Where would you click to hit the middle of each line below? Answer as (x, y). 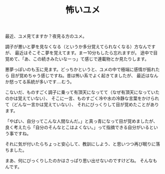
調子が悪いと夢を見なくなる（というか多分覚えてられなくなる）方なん (76, 47)
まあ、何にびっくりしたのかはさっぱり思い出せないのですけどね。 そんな (79, 161)
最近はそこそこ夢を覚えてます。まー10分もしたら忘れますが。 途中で (84, 53)
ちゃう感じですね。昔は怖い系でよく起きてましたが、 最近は (89, 76)
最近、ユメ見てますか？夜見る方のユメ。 (46, 36)
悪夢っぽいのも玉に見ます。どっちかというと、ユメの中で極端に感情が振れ (81, 70)
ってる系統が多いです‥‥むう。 (44, 82)
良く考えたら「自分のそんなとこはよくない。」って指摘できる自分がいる (77, 127)
